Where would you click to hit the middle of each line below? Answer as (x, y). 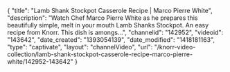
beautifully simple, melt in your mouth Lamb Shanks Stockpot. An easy (108, 25)
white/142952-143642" (41, 61)
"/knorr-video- (175, 47)
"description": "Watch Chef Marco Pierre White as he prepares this (103, 18)
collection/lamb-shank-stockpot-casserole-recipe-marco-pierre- (100, 54)
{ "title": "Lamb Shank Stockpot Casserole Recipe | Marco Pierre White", (110, 11)
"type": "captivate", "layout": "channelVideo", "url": (80, 47)
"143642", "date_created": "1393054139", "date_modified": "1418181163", (111, 40)
